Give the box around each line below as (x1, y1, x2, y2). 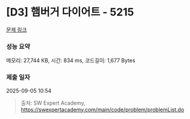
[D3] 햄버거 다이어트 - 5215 (6, 5, 134, 19)
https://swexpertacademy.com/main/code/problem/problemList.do (20, 106, 185, 113)
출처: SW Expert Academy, (20, 99, 85, 107)
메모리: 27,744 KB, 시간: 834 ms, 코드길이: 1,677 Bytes (6, 57, 135, 64)
